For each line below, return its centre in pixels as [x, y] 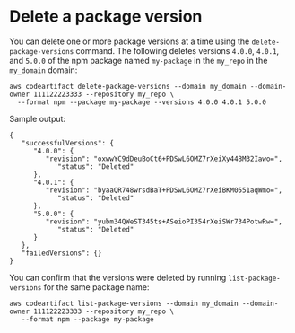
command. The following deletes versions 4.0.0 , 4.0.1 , [178, 50]
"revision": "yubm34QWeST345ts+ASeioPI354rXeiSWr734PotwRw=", [164, 222]
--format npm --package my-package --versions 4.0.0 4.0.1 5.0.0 [142, 102]
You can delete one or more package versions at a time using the [130, 41]
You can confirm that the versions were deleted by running [118, 277]
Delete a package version [106, 17]
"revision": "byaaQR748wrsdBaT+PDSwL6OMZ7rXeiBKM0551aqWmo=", [164, 190]
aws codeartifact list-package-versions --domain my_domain [124, 303]
